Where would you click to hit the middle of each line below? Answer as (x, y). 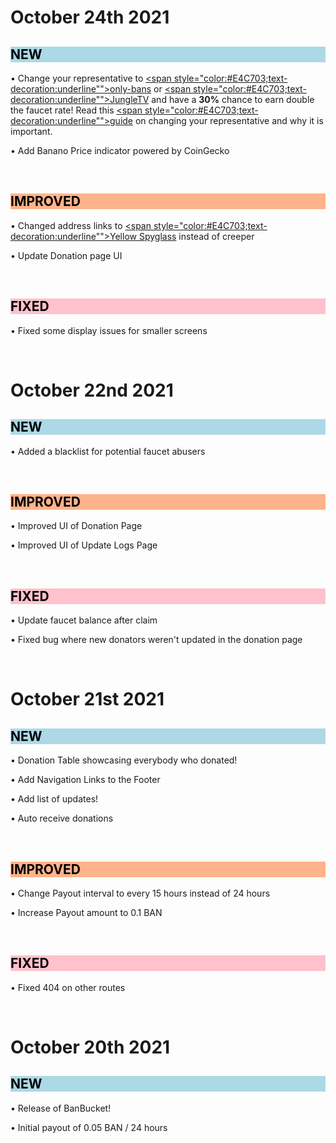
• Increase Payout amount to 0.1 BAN (86, 913)
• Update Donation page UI (66, 255)
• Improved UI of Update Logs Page (84, 545)
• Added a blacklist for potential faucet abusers (108, 451)
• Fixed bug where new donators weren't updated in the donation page (156, 640)
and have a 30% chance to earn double (233, 99)
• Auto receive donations (62, 818)
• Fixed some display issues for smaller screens (109, 330)
